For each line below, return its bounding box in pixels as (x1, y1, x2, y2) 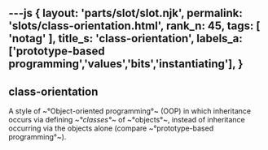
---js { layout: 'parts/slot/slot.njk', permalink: (8, 6, 243, 20)
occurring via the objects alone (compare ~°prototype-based (8, 123, 214, 133)
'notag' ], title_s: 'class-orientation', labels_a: (8, 32, 243, 45)
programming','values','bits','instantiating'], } (8, 57, 244, 71)
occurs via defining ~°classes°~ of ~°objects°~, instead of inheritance (8, 115, 246, 125)
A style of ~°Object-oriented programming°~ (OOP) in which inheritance (8, 106, 251, 116)
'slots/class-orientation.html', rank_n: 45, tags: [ (8, 19, 261, 33)
